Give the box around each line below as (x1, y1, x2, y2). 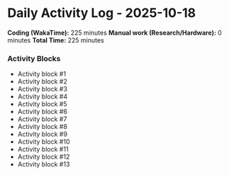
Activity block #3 (17, 85, 67, 94)
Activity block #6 (17, 108, 67, 116)
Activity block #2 (17, 77, 67, 86)
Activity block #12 (17, 152, 70, 161)
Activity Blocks (7, 53, 61, 63)
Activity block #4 (17, 92, 68, 101)
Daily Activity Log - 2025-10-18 (7, 5, 196, 21)
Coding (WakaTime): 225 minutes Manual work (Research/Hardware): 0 (7, 28, 222, 37)
